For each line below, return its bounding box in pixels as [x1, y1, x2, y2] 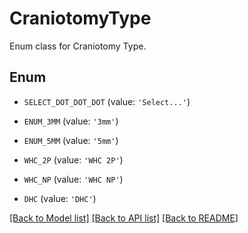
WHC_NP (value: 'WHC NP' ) [23, 173, 124, 185]
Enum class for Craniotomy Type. [9, 40, 147, 52]
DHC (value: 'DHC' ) [23, 192, 97, 204]
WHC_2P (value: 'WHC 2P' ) [23, 153, 124, 166]
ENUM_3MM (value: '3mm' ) [23, 115, 119, 127]
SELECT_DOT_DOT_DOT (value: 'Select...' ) [23, 95, 191, 107]
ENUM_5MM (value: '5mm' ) [23, 134, 119, 146]
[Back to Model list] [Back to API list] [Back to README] [9, 212, 239, 224]
